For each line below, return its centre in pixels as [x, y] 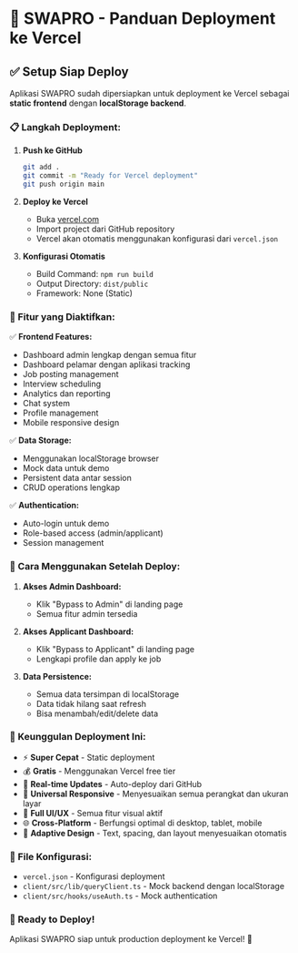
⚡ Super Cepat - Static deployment [89, 757]
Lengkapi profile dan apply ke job [99, 659]
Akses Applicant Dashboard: [78, 631]
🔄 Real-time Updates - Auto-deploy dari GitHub [112, 784]
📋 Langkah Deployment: [65, 127]
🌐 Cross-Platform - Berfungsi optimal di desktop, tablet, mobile [142, 823]
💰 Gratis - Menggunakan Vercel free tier [99, 771]
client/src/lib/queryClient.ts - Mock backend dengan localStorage [153, 886]
